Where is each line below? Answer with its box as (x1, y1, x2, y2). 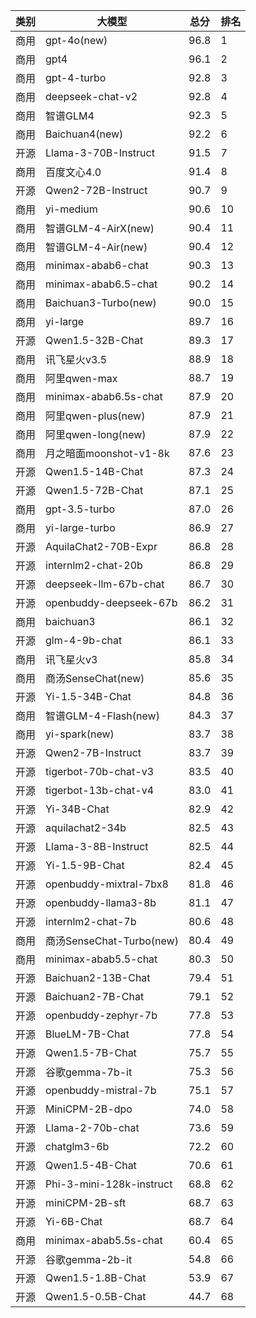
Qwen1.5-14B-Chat (45, 465, 144, 478)
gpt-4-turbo (45, 71, 107, 84)
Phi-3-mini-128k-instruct (45, 1177, 173, 1191)
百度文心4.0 (45, 165, 102, 179)
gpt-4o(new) (45, 34, 108, 47)
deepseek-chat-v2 (45, 90, 138, 103)
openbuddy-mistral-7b (45, 1084, 157, 1097)
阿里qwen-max (45, 372, 118, 385)
